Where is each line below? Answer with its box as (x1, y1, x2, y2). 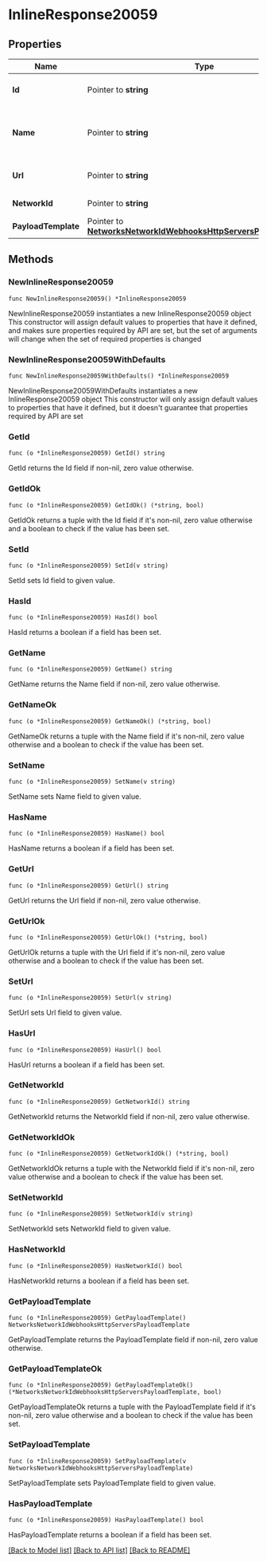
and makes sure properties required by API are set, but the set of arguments (8, 325, 257, 335)
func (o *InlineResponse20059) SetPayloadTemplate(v (8, 1457, 187, 1465)
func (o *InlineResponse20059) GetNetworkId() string (8, 1098, 191, 1106)
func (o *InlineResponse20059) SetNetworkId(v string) (8, 1210, 194, 1218)
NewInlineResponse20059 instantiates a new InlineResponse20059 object (8, 308, 252, 318)
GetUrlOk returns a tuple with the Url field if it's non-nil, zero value (8, 947, 226, 957)
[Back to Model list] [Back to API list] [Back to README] (8, 1545, 191, 1555)
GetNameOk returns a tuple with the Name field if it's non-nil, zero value (8, 731, 245, 741)
